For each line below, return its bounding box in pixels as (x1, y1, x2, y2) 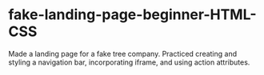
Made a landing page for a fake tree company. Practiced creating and (8, 49, 238, 58)
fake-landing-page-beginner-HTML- (8, 6, 258, 24)
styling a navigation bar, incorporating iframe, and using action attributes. (8, 57, 250, 67)
